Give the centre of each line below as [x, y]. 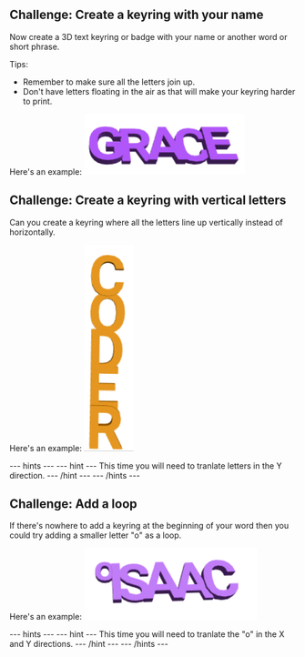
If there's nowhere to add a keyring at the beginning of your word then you [149, 526]
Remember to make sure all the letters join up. [109, 82]
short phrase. [35, 46]
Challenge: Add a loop [74, 504]
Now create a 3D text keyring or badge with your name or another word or [148, 36]
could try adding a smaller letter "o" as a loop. [96, 535]
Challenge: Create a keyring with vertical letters [148, 201]
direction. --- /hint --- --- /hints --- [75, 475]
